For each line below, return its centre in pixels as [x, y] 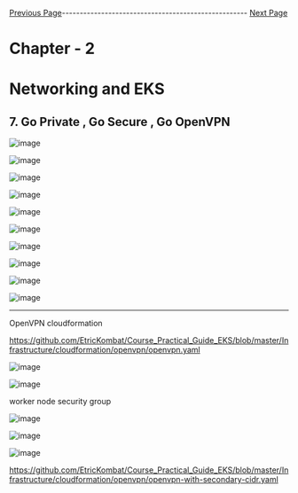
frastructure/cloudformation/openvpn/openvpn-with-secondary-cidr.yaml [144, 480]
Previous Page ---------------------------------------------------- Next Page [149, 13]
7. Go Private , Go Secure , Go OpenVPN [120, 122]
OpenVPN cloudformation [56, 324]
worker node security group [60, 402]
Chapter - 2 [52, 49]
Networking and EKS [87, 89]
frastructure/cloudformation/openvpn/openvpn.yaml [105, 350]
